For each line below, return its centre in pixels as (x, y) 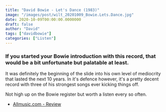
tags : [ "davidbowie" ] (28, 34)
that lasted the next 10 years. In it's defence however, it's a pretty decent (82, 79)
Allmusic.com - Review (37, 104)
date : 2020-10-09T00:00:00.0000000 (43, 19)
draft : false (19, 24)
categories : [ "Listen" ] (31, 39)
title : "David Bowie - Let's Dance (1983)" (53, 10)
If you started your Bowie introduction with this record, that (81, 56)
